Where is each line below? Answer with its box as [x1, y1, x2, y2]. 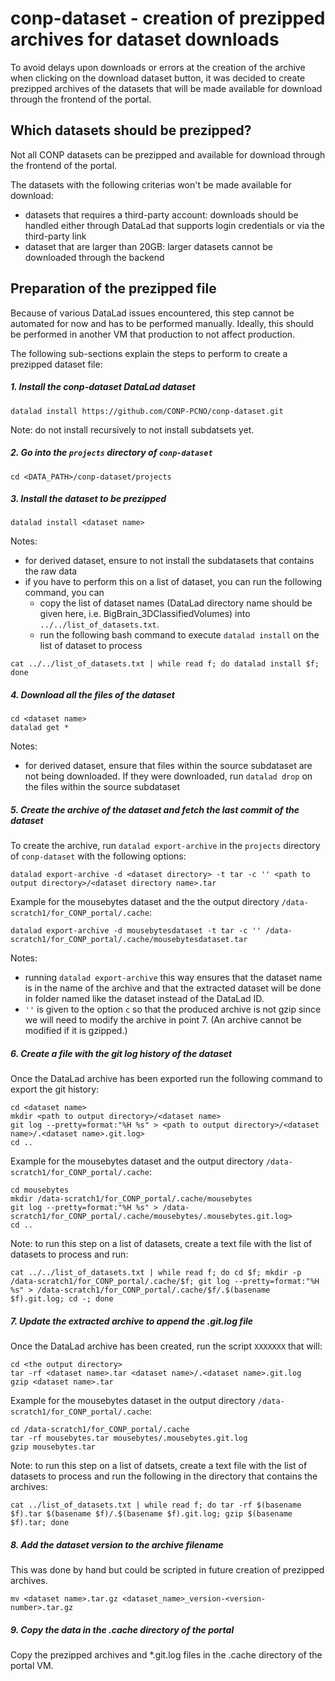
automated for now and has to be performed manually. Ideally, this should [10, 317, 314, 329]
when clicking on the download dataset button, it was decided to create [10, 72, 306, 84]
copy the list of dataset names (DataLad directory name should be [39, 597, 313, 609]
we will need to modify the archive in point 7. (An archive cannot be [24, 1014, 302, 1026]
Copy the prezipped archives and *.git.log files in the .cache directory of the [10, 1649, 323, 1661]
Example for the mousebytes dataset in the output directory [10, 1395, 256, 1407]
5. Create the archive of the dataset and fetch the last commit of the [10, 804, 300, 816]
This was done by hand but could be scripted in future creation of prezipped [10, 1564, 325, 1576]
